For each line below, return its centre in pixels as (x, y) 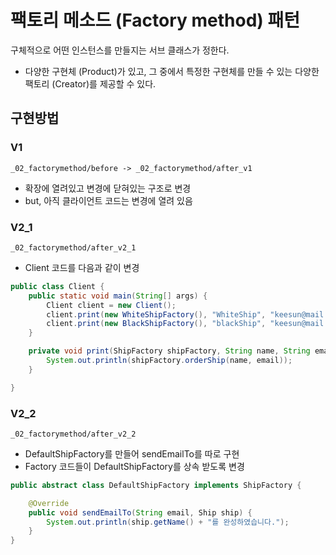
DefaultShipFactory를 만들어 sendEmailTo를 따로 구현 (132, 453)
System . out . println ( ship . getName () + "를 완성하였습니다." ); (168, 522)
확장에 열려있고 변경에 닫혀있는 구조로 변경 (108, 188)
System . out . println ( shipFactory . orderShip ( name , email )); (169, 361)
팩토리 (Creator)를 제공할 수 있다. (90, 83)
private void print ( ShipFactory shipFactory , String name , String (169, 351)
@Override (49, 503)
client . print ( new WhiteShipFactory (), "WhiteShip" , (156, 314)
